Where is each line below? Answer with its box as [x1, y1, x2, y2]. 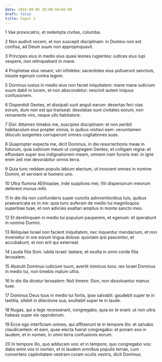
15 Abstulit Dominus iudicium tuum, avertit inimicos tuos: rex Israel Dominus [5, 263, 156, 269]
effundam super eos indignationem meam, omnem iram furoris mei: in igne [5, 151, 154, 157]
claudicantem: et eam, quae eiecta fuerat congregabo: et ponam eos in [5, 327, 147, 332]
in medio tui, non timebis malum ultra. [5, 269, 80, 274]
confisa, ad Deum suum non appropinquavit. [5, 44, 93, 50]
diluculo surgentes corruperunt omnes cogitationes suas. [5, 132, 119, 138]
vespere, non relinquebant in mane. [5, 59, 76, 64]
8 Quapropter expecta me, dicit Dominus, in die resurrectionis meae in [5, 141, 145, 147]
